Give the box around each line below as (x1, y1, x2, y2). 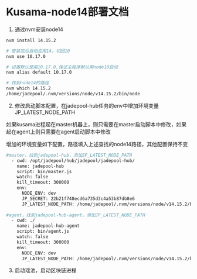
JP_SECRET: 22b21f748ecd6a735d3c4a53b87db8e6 (21, 195, 135, 202)
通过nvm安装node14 (14, 26, 63, 33)
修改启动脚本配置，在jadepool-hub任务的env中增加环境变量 (14, 102, 159, 109)
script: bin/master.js (16, 168, 72, 174)
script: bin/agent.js (16, 229, 69, 235)
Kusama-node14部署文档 (6, 5, 129, 19)
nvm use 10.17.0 (6, 53, 46, 59)
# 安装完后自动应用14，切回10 (6, 48, 70, 54)
